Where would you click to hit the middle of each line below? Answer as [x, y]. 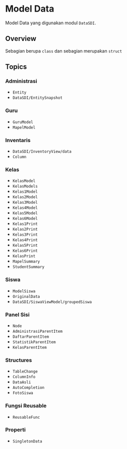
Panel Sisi [17, 315]
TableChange [25, 372]
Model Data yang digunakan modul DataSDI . [51, 23]
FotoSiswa [23, 393]
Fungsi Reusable [26, 406]
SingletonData [27, 441]
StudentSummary [28, 267]
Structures [19, 360]
